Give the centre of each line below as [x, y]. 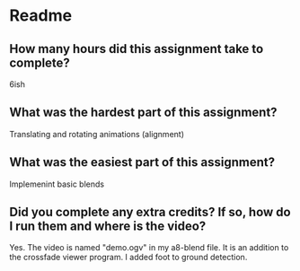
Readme [41, 16]
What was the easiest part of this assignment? [142, 162]
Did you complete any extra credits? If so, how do [150, 212]
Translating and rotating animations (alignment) [97, 134]
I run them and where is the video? [108, 227]
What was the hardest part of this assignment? [143, 113]
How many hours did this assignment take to [137, 49]
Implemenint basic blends [57, 184]
